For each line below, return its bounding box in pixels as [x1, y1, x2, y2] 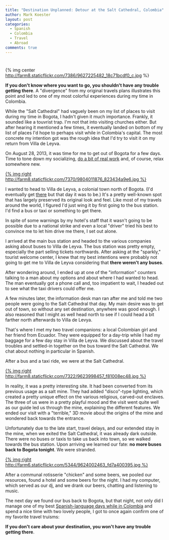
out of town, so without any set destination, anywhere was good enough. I [5, 306, 160, 312]
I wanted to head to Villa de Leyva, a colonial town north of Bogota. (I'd [5, 186, 153, 192]
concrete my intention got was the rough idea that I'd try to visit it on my [5, 135, 156, 141]
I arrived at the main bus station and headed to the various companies [5, 238, 151, 244]
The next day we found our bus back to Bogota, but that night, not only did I [5, 497, 163, 504]
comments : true [5, 45, 37, 50]
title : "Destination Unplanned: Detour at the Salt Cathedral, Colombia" [5, 7, 164, 13]
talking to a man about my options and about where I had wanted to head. [5, 275, 159, 281]
